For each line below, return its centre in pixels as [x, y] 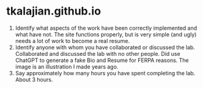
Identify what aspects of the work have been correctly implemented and [106, 28]
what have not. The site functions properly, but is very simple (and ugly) [106, 34]
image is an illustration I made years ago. [67, 66]
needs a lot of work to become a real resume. [72, 41]
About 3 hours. [34, 80]
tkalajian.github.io [54, 11]
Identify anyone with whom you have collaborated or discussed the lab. [105, 47]
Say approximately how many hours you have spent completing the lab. [105, 73]
